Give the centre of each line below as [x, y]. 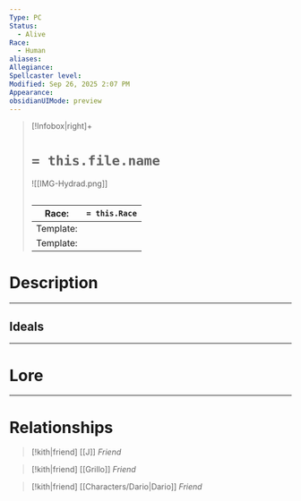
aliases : [26, 59]
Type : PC [26, 17]
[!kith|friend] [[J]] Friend [76, 452]
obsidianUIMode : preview [56, 101]
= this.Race [112, 213]
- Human [32, 51]
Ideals [27, 327]
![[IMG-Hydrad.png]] [69, 183]
